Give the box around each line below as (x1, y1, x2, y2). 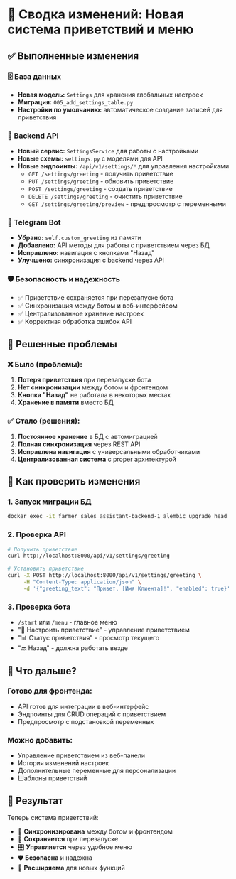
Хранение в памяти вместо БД (17, 398, 114, 407)
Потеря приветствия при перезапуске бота (17, 376, 151, 384)
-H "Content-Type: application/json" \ (23, 578, 141, 586)
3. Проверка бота (7, 602, 71, 612)
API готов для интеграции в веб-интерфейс (17, 702, 149, 711)
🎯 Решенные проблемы (7, 338, 117, 350)
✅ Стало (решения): (7, 416, 80, 426)
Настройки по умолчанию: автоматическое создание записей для (17, 105, 223, 114)
